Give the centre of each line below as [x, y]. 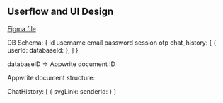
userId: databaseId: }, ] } [43, 50]
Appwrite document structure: [51, 77]
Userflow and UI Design [61, 12]
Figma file [22, 28]
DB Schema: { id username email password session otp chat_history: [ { [112, 43]
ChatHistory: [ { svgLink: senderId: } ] [62, 91]
